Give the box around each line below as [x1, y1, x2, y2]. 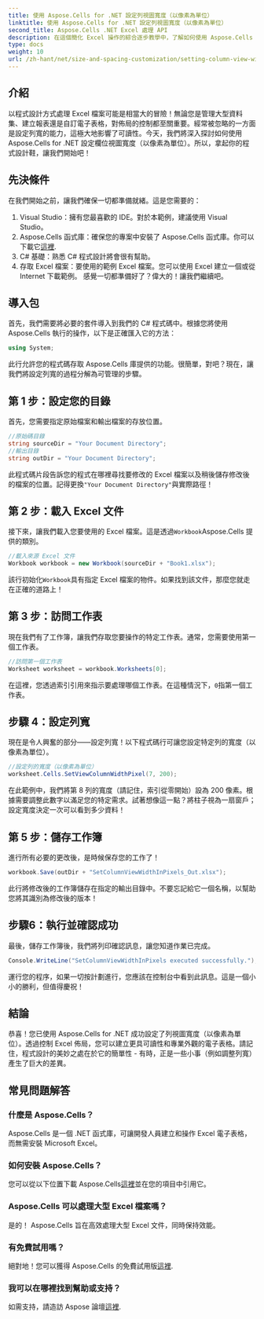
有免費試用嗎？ [8, 1242, 65, 1253]
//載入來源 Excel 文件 [8, 552, 75, 560]
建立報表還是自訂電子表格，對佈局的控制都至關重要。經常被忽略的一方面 [21, 119, 256, 128]
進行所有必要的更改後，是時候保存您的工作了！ [8, 853, 159, 862]
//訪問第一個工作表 [8, 658, 63, 665]
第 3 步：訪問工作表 [8, 610, 103, 623]
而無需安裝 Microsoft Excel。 [8, 1138, 102, 1148]
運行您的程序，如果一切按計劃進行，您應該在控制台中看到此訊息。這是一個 [8, 972, 249, 981]
